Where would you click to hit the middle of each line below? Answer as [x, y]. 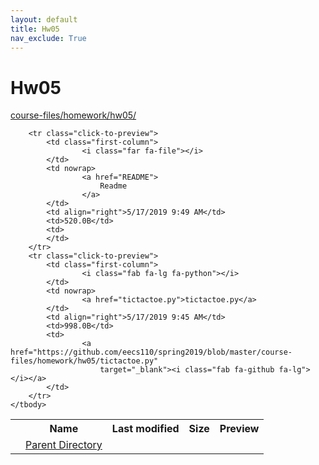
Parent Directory [64, 445]
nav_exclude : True [48, 38]
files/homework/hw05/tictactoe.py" [84, 361]
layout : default [44, 19]
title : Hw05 [35, 29]
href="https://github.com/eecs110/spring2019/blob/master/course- [151, 352]
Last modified [145, 429]
